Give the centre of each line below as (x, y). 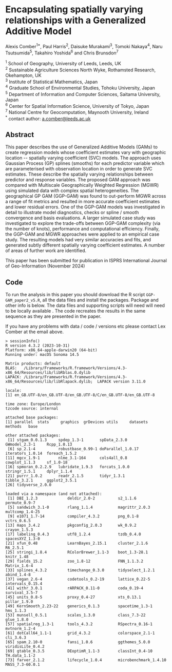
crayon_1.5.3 (19, 530)
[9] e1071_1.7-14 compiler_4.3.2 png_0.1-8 (73, 516)
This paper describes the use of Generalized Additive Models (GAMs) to (82, 147)
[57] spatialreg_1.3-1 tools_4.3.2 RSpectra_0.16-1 (79, 624)
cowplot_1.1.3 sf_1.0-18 (36, 463)
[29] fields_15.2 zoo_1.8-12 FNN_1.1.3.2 (74, 561)
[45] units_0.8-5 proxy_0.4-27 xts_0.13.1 (73, 597)
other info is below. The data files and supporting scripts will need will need (85, 305)
